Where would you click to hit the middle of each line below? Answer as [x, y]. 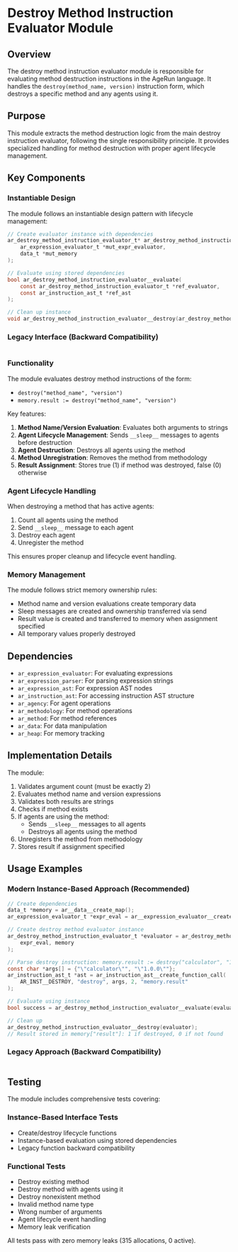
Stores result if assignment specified [71, 846]
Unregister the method [51, 542]
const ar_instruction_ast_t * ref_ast [76, 293]
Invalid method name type [56, 1205]
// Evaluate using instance [49, 1001]
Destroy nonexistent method [59, 1197]
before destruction [45, 442]
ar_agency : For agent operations [64, 703]
